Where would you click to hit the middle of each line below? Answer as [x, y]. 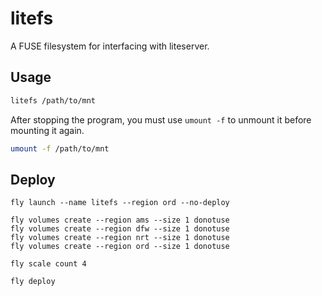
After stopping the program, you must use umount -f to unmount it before [161, 119]
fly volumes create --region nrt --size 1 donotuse [120, 238]
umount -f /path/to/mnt [60, 148]
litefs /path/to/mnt [53, 100]
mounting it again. [47, 130]
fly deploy [33, 282]
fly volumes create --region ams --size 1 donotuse [120, 220]
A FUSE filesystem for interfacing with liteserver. [110, 46]
